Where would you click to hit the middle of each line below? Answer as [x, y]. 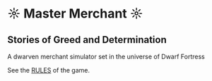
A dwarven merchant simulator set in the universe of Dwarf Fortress [106, 56]
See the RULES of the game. [49, 70]
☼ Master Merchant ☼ [75, 14]
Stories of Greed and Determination [87, 40]
